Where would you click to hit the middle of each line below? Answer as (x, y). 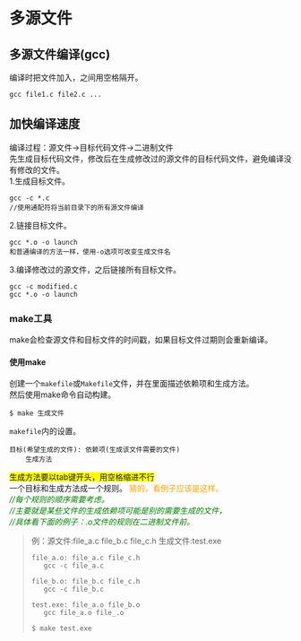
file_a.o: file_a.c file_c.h (86, 558)
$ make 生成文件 (37, 413)
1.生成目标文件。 (39, 181)
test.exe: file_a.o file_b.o (86, 605)
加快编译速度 (45, 124)
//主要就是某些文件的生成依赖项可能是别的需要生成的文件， (118, 511)
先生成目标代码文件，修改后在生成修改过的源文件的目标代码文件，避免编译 (146, 159)
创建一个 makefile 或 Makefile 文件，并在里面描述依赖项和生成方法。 (132, 384)
